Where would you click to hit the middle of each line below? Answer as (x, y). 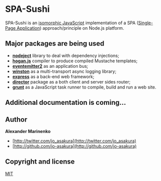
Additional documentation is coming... (66, 103)
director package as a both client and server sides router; (71, 82)
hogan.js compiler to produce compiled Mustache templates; (75, 61)
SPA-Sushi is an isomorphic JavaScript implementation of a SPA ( (72, 23)
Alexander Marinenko (28, 131)
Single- (145, 23)
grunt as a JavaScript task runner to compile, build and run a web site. (84, 87)
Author (16, 119)
